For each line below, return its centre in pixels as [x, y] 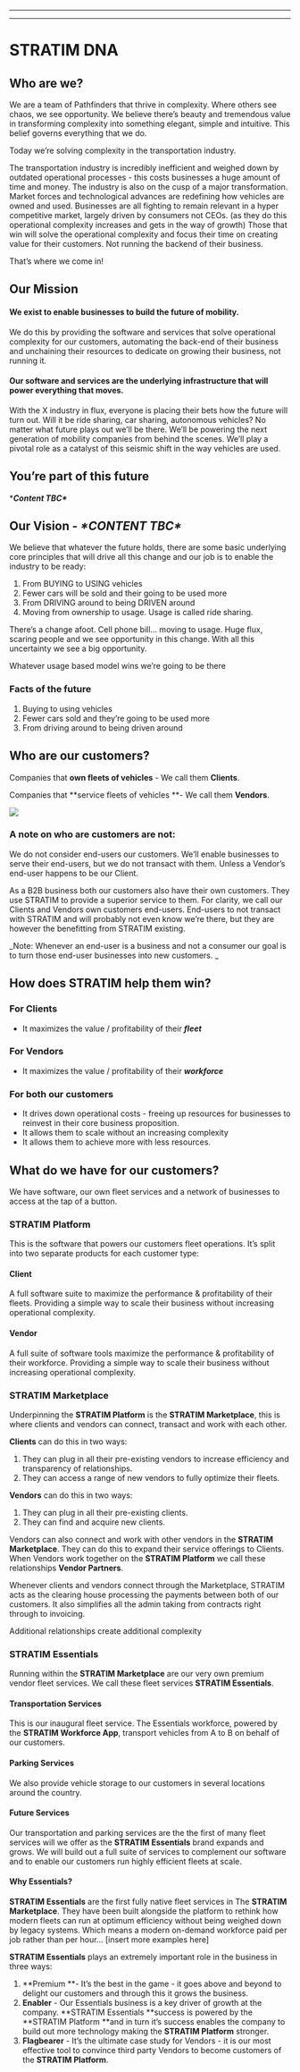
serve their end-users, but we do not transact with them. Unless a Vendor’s [147, 863]
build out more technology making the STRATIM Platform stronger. [146, 2032]
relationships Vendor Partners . [66, 1568]
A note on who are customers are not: [92, 834]
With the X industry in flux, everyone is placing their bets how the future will [149, 410]
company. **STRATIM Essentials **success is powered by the [137, 2012]
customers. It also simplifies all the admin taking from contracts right [135, 1604]
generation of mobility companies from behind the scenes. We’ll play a [139, 438]
